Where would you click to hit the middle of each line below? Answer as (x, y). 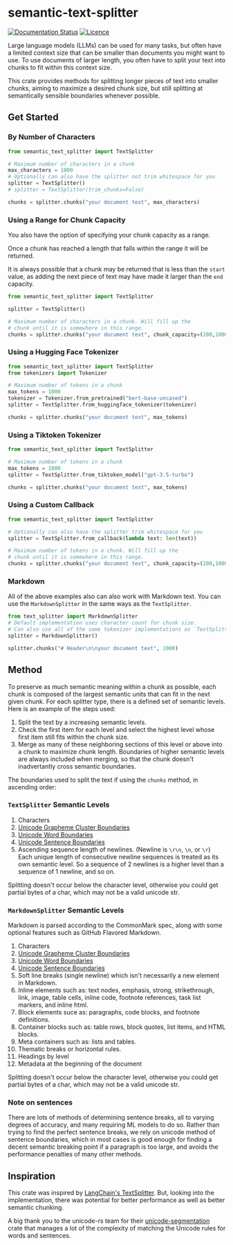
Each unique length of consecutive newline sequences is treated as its (118, 857)
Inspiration (32, 1176)
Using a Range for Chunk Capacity (67, 220)
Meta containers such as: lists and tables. (77, 1042)
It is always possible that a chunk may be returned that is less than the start (116, 269)
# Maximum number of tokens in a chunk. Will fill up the (93, 551)
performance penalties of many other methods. (75, 1154)
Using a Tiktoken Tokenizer (55, 435)
